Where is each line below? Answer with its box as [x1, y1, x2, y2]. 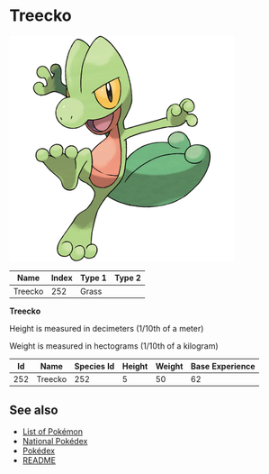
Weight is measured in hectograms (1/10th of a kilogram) [9, 341, 219, 351]
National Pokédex [22, 436, 88, 447]
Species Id [74, 360, 115, 371]
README [22, 455, 57, 466]
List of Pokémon [22, 426, 84, 437]
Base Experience [190, 360, 256, 371]
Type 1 [80, 272, 107, 284]
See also [9, 402, 58, 417]
